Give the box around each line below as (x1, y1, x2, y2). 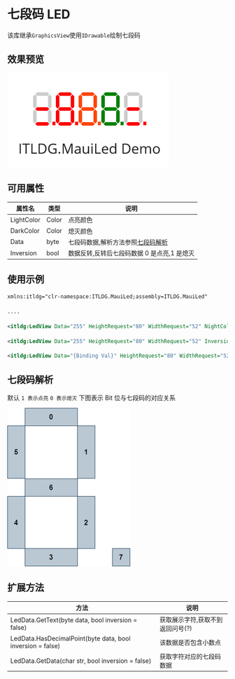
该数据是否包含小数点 (159, 638, 222, 646)
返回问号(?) (159, 624, 192, 632)
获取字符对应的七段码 (159, 652, 222, 661)
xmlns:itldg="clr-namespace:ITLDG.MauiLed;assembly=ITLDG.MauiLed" (7, 293, 208, 300)
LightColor (10, 215, 41, 224)
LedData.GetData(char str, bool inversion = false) (10, 657, 152, 665)
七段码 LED (7, 6, 71, 22)
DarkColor (10, 227, 40, 235)
